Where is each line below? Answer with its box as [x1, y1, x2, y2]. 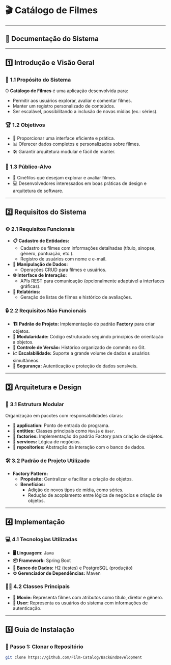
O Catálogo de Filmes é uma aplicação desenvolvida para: [5, 88, 128, 94]
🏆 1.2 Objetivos [5, 121, 45, 128]
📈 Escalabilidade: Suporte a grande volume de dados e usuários [12, 350, 150, 356]
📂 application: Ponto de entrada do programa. [12, 422, 110, 429]
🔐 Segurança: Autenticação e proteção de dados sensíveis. [12, 363, 138, 369]
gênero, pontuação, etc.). [20, 250, 74, 256]
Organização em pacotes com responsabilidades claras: [5, 412, 123, 418]
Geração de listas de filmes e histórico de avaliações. [20, 294, 132, 300]
